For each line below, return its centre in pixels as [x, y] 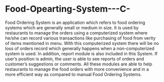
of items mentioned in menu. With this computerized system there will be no [82, 43]
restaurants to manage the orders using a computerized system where [76, 33]
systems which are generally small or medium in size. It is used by [72, 27]
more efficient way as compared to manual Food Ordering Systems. [73, 74]
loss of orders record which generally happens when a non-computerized [80, 48]
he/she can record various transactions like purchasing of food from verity [80, 38]
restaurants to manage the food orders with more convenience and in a [77, 69]
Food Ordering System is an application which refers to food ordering [75, 22]
